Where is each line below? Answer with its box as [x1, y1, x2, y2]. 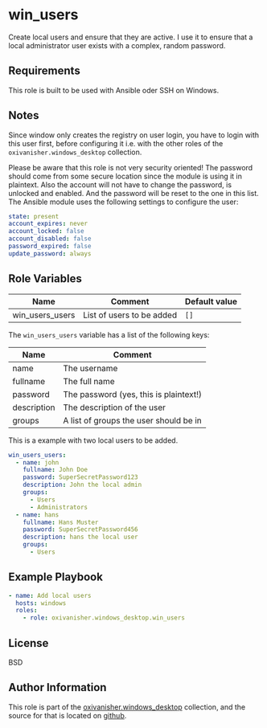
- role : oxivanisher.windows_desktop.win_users [23, 614, 185, 622]
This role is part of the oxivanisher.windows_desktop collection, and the [8, 701, 246, 712]
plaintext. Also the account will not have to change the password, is [8, 179, 232, 190]
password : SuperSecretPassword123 [23, 473, 138, 481]
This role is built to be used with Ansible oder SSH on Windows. [8, 85, 220, 95]
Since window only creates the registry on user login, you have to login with [8, 130, 260, 140]
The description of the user [63, 402, 166, 413]
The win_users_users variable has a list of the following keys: [8, 329, 210, 339]
